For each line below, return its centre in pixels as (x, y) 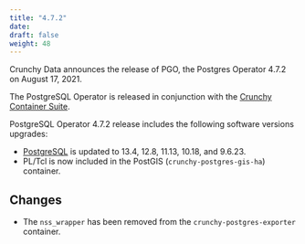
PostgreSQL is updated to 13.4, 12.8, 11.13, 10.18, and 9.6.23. (134, 152)
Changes (36, 200)
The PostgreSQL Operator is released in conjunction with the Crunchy (141, 97)
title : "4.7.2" (38, 18)
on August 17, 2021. (46, 80)
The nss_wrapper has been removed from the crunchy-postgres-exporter (159, 222)
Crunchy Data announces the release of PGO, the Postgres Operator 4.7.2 (148, 69)
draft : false (34, 35)
